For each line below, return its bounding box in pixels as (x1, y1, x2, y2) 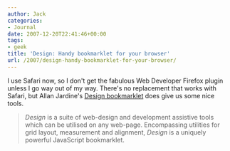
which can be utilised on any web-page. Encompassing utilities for (24, 120, 220, 129)
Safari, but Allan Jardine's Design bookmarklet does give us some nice (7, 91, 215, 100)
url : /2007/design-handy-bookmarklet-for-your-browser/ (7, 57, 177, 64)
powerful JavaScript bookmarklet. (24, 135, 125, 144)
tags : (7, 37, 23, 44)
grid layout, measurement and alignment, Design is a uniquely (24, 127, 207, 136)
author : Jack (7, 10, 46, 18)
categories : (7, 17, 43, 24)
